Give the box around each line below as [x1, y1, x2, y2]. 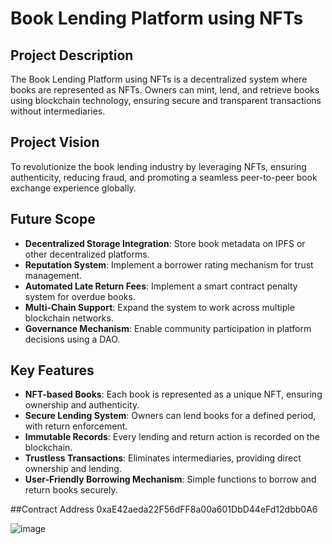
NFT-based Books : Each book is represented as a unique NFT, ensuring [24, 388, 323, 401]
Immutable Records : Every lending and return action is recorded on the [24, 431, 320, 443]
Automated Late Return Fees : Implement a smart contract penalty [24, 280, 298, 292]
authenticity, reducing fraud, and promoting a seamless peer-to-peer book [10, 171, 318, 183]
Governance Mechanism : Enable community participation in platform [24, 322, 312, 334]
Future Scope [10, 211, 96, 228]
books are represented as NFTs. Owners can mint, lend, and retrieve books [10, 84, 320, 96]
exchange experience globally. [10, 182, 137, 194]
